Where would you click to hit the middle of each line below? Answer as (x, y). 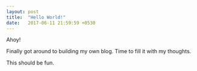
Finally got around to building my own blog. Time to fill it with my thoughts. (99, 51)
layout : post (23, 12)
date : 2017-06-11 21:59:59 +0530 (51, 23)
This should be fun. (30, 63)
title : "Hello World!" (36, 17)
